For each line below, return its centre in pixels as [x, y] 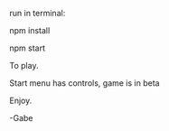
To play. [24, 65]
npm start [28, 48]
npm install [30, 30]
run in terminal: [38, 13]
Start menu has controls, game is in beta [84, 83]
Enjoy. [21, 100]
